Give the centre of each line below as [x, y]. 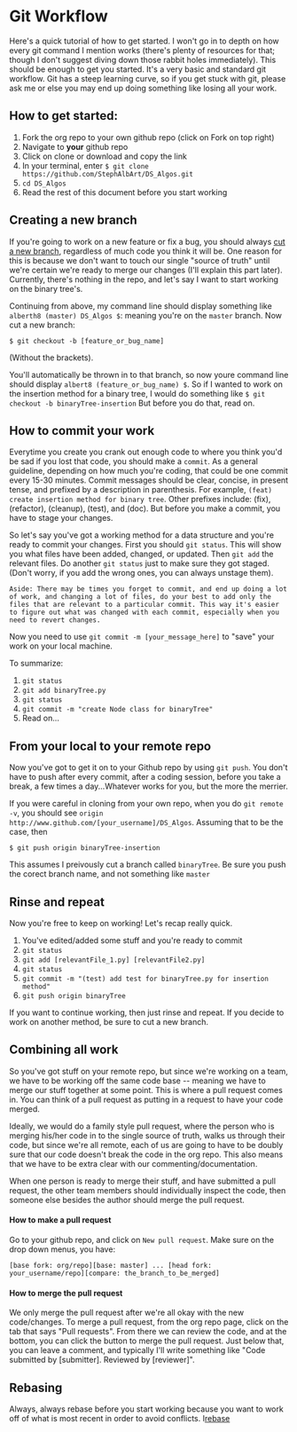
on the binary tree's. [46, 288]
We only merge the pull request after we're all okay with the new [127, 1313]
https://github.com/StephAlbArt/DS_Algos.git [107, 174]
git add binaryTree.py [64, 691]
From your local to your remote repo [110, 746]
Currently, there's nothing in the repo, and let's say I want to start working [144, 279]
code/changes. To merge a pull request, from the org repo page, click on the [149, 1322]
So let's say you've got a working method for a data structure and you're [142, 535]
